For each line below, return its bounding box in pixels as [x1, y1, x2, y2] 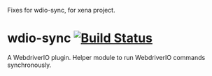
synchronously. [7, 61, 52, 69]
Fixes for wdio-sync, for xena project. [7, 6, 115, 14]
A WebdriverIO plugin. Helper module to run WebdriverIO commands [7, 53, 206, 61]
